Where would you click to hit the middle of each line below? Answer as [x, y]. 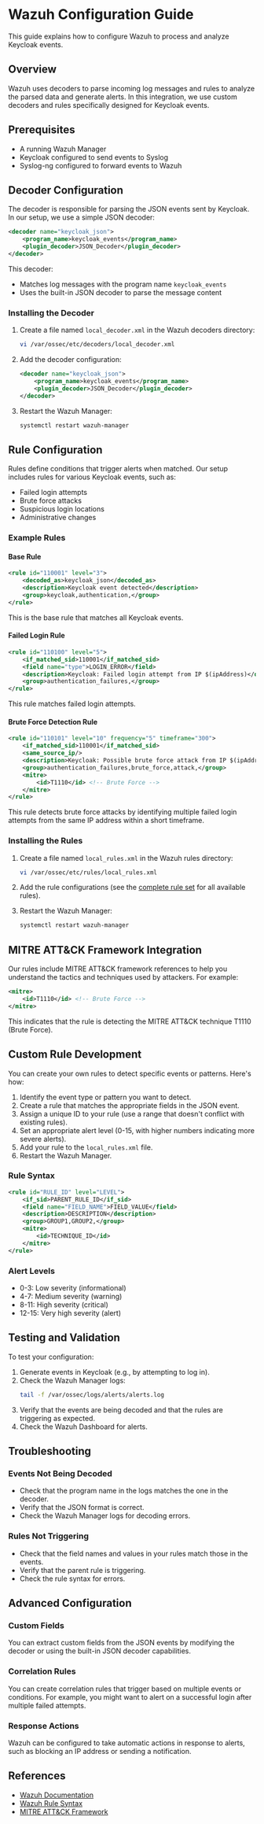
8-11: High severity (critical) [64, 1305]
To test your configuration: [51, 1357]
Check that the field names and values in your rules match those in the [134, 1553]
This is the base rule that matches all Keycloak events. [96, 617]
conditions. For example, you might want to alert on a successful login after [130, 1697]
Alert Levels [31, 1271]
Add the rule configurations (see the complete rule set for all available [132, 888]
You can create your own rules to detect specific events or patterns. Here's [130, 1073]
